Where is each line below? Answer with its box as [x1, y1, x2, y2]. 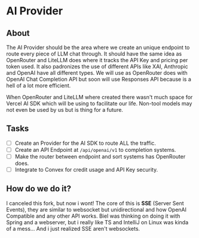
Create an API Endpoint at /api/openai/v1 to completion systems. [14, 146, 176, 153]
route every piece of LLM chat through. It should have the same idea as [6, 50, 182, 57]
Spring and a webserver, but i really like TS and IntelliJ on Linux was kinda [6, 218, 189, 225]
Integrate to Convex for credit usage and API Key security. [14, 166, 158, 173]
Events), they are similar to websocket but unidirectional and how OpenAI [6, 206, 187, 213]
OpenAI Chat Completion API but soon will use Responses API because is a [6, 76, 191, 83]
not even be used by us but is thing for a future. [6, 106, 124, 113]
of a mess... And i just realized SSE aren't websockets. [6, 225, 140, 232]
